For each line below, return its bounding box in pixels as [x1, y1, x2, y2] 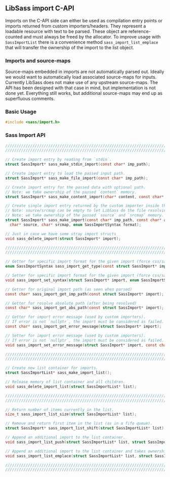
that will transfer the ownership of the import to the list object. [5, 44, 134, 50]
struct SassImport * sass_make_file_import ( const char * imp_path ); [5, 175, 148, 180]
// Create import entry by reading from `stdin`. [5, 157, 112, 162]
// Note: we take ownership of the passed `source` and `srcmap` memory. [5, 213, 164, 218]
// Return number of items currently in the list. [5, 407, 114, 412]
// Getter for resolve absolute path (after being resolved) [5, 301, 137, 306]
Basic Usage [5, 108, 37, 116]
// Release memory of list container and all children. [5, 380, 125, 385]
